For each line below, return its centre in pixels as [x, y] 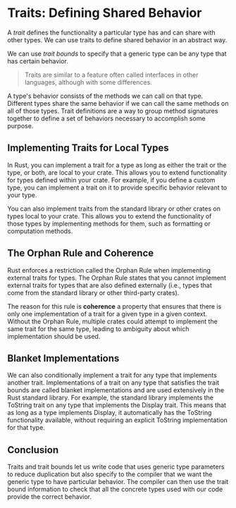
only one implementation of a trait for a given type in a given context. [107, 314]
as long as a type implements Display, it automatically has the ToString [110, 413]
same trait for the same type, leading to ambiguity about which [98, 328]
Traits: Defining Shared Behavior [105, 13]
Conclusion [33, 450]
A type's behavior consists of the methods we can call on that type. [105, 96]
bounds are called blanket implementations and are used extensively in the [116, 390]
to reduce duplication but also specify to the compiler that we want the [110, 474]
